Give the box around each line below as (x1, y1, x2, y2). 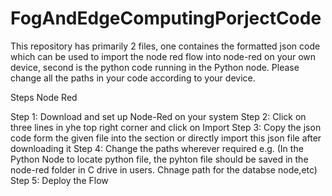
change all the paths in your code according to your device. (10, 72, 256, 84)
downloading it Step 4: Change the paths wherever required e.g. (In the (10, 142, 304, 154)
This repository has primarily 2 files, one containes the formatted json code (10, 40, 321, 52)
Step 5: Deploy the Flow (10, 174, 109, 186)
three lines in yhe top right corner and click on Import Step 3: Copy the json (10, 121, 322, 133)
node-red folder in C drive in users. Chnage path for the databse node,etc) (10, 163, 318, 176)
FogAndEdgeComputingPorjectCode (10, 7, 322, 30)
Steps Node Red (10, 91, 78, 103)
